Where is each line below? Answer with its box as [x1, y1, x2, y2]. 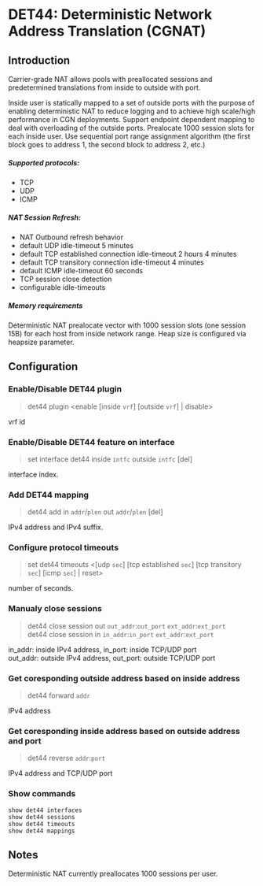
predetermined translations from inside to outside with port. [8, 83, 201, 92]
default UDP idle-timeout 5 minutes [19, 240, 134, 250]
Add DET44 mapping [8, 489, 89, 500]
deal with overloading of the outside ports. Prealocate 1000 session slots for [8, 124, 255, 132]
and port [8, 736, 42, 746]
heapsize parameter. [8, 337, 75, 347]
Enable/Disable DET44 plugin [8, 384, 122, 395]
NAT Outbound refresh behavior [19, 232, 124, 242]
